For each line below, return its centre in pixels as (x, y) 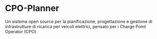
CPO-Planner (32, 8)
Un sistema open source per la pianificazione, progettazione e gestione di (79, 21)
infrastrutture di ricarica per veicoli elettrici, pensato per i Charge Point (76, 26)
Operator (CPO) (21, 31)
